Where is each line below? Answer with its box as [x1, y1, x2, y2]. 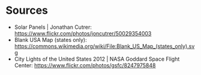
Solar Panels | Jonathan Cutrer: [14, 23, 92, 31]
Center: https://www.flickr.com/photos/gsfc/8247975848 [14, 61, 156, 69]
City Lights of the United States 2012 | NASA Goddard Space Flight [14, 55, 180, 62]
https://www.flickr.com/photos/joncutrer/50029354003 [14, 29, 152, 37]
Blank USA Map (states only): [14, 36, 88, 43]
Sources [5, 4, 49, 17]
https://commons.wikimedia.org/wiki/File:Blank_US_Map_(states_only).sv [14, 43, 195, 50]
